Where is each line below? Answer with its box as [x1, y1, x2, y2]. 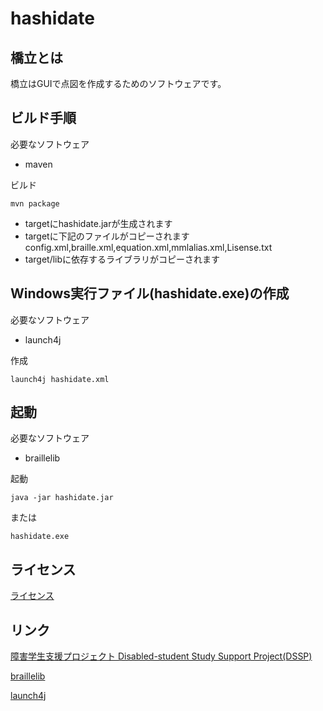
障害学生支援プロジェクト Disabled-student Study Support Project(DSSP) [10, 650, 313, 662]
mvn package [10, 198, 60, 209]
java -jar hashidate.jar [10, 493, 114, 503]
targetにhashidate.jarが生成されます [24, 217, 173, 229]
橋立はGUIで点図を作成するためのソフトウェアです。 [10, 78, 227, 89]
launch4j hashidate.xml [10, 374, 110, 384]
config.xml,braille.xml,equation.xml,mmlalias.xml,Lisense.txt [24, 241, 273, 253]
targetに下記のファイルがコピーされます [24, 230, 190, 242]
